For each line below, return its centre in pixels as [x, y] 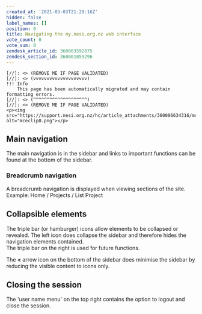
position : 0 [21, 29]
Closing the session [44, 285]
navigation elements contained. [45, 241]
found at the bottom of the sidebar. [50, 160]
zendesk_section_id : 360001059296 [50, 57]
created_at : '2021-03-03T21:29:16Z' [52, 12]
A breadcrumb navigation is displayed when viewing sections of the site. [96, 189]
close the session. [29, 306]
